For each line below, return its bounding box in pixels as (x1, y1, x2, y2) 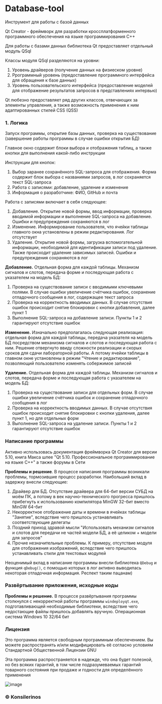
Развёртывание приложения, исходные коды (5, 582, 118, 589)
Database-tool (5, 3, 64, 14)
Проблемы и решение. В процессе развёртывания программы (5, 593, 137, 599)
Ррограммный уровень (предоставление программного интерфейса (12, 72, 155, 78)
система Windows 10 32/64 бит (5, 614, 69, 620)
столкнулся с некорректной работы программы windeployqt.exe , (5, 598, 139, 604)
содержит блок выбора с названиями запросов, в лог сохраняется (12, 174, 151, 180)
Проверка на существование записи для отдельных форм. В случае (12, 389, 153, 396)
